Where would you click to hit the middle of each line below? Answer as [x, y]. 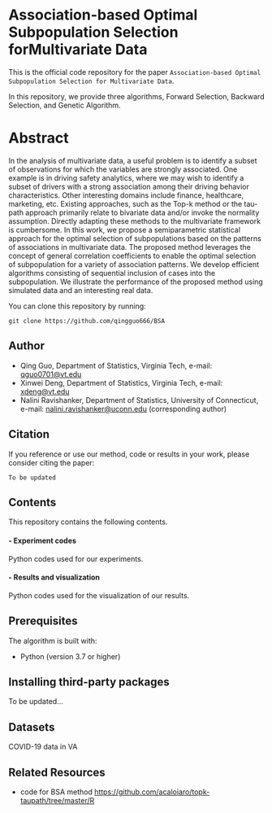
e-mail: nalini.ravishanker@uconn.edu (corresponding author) [123, 409]
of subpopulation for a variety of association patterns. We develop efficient [134, 264]
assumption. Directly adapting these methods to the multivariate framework [135, 221]
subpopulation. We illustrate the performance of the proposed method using [136, 282]
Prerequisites [43, 621]
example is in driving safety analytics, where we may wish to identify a [126, 177]
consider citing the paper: [52, 462]
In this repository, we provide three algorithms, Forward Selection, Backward [136, 96]
